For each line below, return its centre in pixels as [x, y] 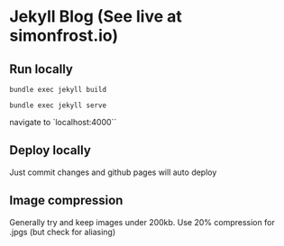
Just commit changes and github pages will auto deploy [113, 172]
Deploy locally [50, 150]
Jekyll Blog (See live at [96, 17]
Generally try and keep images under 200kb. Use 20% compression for [142, 222]
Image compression [66, 200]
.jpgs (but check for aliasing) [63, 232]
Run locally [41, 69]
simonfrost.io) [64, 36]
